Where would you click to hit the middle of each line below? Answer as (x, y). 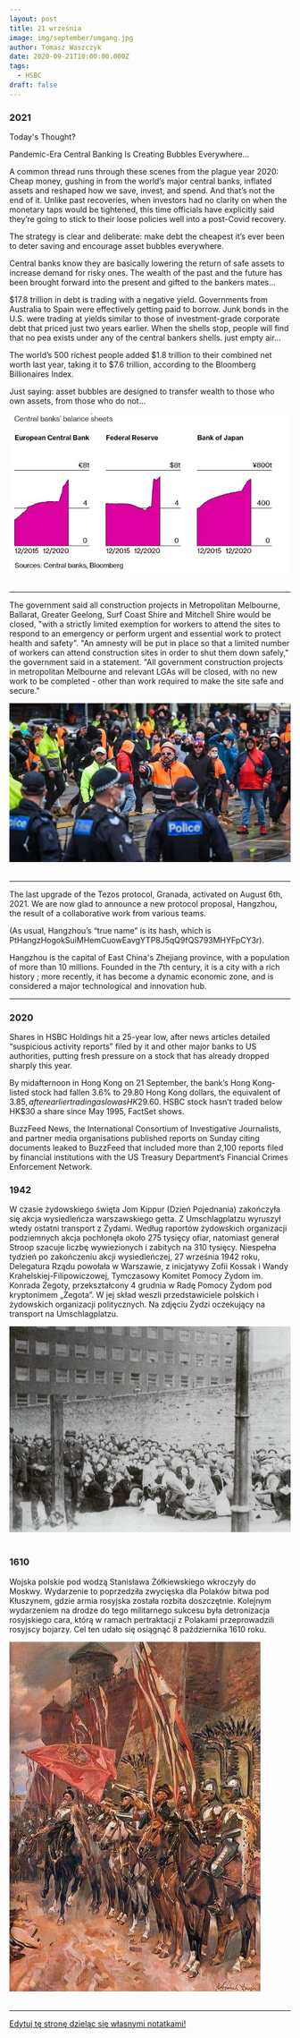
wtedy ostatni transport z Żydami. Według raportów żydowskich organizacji (148, 1228)
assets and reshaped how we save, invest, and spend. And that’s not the (142, 191)
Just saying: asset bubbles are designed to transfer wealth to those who (142, 392)
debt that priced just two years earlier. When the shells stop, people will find (149, 328)
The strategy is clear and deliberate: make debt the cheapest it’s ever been (147, 236)
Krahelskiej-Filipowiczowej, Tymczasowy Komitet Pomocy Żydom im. (136, 1276)
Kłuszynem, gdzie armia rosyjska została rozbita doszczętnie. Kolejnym (141, 1600)
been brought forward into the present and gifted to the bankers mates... (143, 283)
